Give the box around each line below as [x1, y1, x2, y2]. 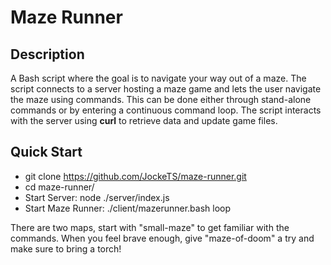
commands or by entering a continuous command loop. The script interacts [10, 104, 322, 116]
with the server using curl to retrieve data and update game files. [10, 115, 278, 126]
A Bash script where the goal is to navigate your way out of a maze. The [10, 72, 307, 84]
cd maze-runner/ [24, 181, 95, 193]
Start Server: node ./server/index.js [24, 191, 170, 203]
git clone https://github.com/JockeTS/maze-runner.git [24, 170, 247, 182]
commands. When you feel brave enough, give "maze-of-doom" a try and [10, 232, 315, 244]
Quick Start [10, 144, 83, 161]
